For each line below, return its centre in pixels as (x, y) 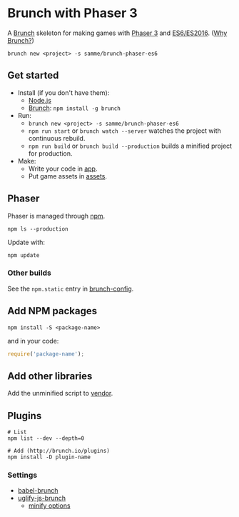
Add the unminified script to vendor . (60, 393)
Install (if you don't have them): (63, 92)
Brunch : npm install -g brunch (75, 108)
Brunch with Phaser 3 (72, 13)
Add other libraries (50, 376)
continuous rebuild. (57, 138)
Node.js (40, 100)
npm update (24, 255)
